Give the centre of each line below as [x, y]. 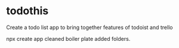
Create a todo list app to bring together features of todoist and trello [89, 27]
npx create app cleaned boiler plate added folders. [68, 39]
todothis [27, 11]
